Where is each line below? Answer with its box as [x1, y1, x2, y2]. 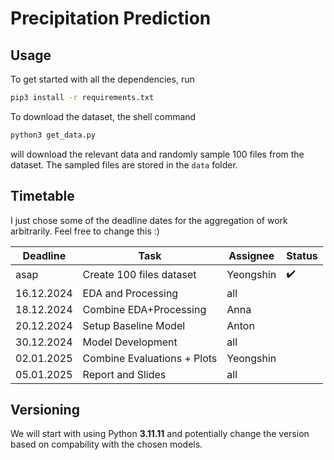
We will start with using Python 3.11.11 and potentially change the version [10, 428, 310, 440]
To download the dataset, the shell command [10, 110, 197, 122]
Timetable [10, 188, 75, 205]
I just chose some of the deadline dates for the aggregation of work [10, 214, 288, 226]
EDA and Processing [82, 286, 179, 300]
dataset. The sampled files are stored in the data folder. [10, 158, 238, 171]
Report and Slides [82, 367, 167, 381]
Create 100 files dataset [82, 268, 197, 282]
